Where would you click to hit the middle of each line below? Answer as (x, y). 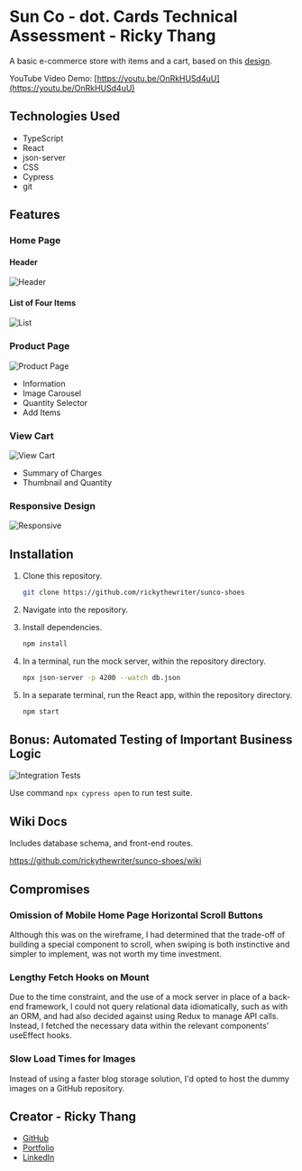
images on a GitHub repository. (67, 1088)
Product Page (40, 346)
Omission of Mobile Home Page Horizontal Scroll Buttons (136, 915)
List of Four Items (43, 302)
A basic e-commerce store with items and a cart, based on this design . (141, 61)
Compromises (50, 889)
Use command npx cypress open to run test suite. (101, 793)
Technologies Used (64, 116)
